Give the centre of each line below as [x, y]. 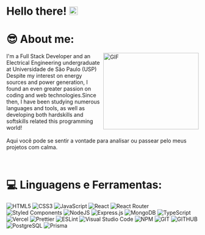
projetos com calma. [32, 147]
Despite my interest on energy [44, 76]
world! [14, 128]
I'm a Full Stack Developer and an [49, 56]
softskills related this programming [50, 121]
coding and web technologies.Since [51, 95]
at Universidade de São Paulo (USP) [52, 69]
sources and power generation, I [47, 82]
